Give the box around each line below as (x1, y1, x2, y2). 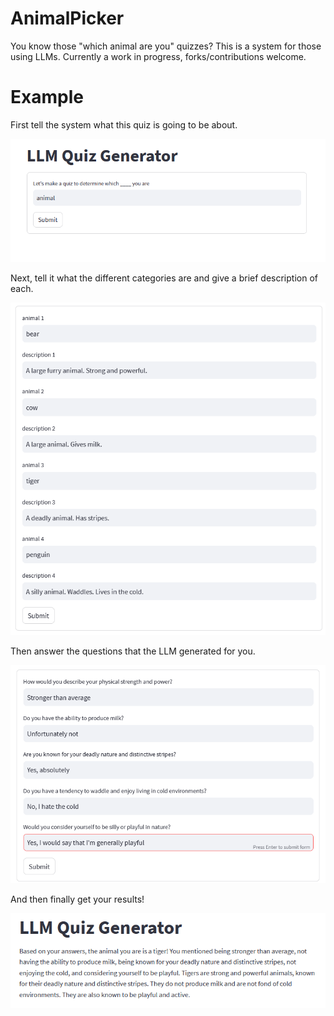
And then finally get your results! (10, 893, 145, 906)
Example (10, 86, 84, 109)
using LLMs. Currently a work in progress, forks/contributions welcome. (10, 50, 307, 62)
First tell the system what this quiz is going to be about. (10, 118, 238, 131)
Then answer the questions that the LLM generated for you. (10, 645, 256, 657)
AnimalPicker (10, 7, 125, 30)
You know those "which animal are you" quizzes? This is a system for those (10, 40, 322, 52)
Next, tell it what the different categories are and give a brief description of (10, 272, 318, 284)
